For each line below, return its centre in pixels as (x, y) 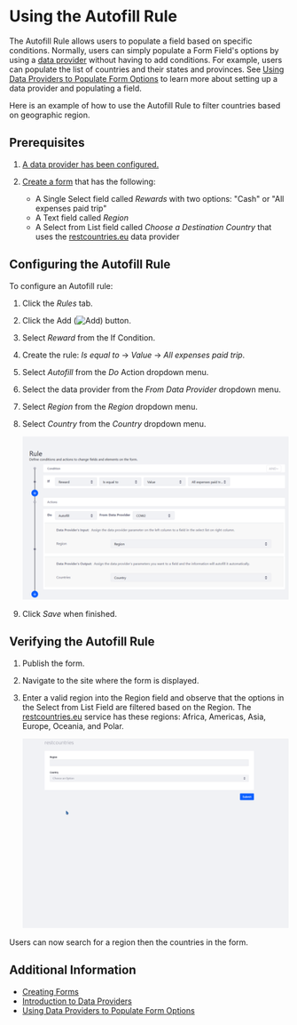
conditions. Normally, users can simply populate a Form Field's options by (144, 50)
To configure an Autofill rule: (61, 285)
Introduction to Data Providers (77, 1001)
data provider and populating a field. (75, 88)
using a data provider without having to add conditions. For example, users (146, 60)
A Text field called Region (82, 217)
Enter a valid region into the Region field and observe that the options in (153, 697)
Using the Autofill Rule (93, 16)
